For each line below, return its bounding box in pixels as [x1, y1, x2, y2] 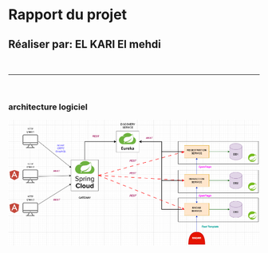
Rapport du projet [8, 6, 128, 24]
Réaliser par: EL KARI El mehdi [8, 38, 161, 51]
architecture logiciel [8, 101, 88, 113]
